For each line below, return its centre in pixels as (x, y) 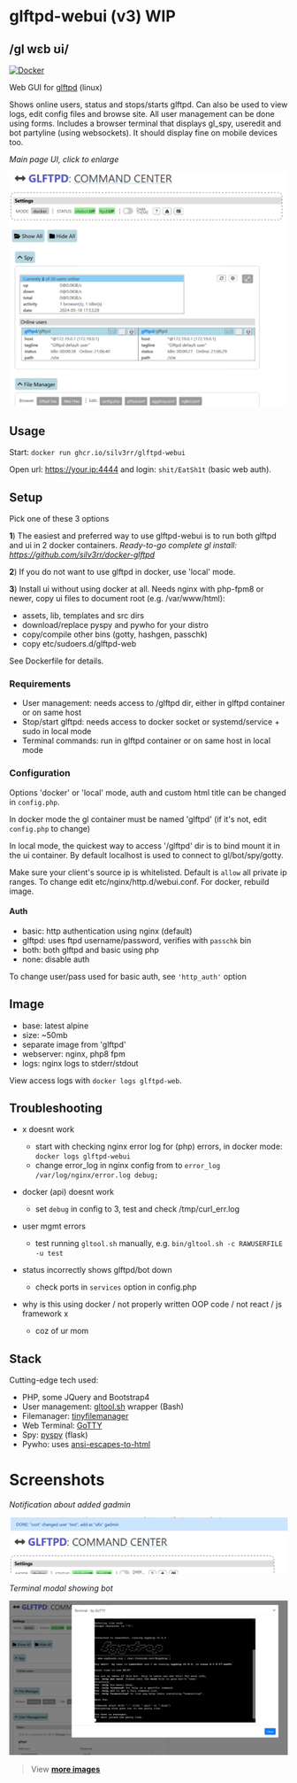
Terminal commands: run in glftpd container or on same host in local (146, 740)
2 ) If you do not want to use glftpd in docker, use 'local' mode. (122, 572)
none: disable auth (56, 959)
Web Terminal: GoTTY (62, 1426)
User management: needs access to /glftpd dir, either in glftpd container (153, 703)
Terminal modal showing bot (61, 1588)
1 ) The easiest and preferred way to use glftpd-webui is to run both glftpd (143, 536)
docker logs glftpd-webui (83, 1157)
